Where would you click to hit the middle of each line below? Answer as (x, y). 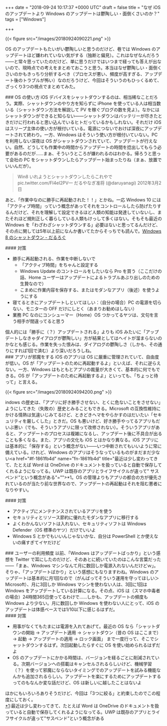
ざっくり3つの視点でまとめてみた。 (42, 86)
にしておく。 (22, 699)
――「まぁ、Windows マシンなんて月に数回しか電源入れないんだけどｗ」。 (82, 566)
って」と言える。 (22, 382)
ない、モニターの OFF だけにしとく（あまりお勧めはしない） (75, 309)
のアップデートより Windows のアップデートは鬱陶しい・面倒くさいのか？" (83, 14)
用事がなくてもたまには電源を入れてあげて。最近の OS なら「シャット (84, 626)
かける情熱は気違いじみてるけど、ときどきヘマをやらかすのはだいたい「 (79, 415)
